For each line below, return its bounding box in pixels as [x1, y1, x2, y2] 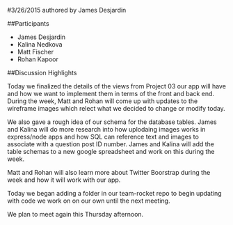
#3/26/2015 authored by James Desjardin [7, 6, 127, 14]
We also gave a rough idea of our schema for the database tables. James [7, 118, 217, 126]
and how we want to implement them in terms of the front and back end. [7, 90, 214, 98]
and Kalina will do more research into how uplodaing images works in [7, 125, 206, 133]
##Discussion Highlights [7, 69, 77, 77]
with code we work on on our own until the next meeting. [7, 196, 170, 205]
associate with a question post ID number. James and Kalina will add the [7, 140, 214, 148]
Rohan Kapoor [17, 55, 59, 63]
